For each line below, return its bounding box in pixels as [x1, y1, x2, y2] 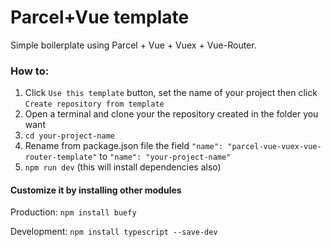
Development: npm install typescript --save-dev [10, 226, 218, 238]
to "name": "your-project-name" [99, 151, 232, 163]
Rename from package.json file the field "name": [24, 140, 224, 152]
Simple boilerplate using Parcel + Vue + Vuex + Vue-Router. [10, 39, 257, 51]
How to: [10, 64, 50, 78]
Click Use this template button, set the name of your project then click [24, 87, 318, 99]
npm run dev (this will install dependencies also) [24, 161, 222, 173]
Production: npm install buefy [10, 206, 137, 218]
